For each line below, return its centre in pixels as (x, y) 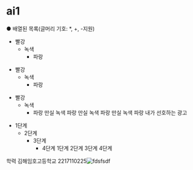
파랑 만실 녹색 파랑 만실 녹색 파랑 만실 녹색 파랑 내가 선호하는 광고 (110, 113)
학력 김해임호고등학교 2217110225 (46, 161)
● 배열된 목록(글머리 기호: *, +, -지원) (51, 28)
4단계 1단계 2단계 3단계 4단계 (77, 148)
